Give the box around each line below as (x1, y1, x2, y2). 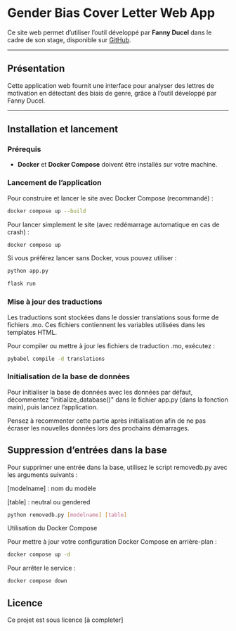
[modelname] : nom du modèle (7, 484, 96, 492)
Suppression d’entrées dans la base (7, 445, 167, 457)
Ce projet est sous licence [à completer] (7, 616, 124, 624)
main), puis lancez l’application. (7, 402, 98, 411)
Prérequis (7, 144, 41, 154)
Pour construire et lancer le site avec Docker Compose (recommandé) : (7, 193, 214, 202)
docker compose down (7, 578, 68, 585)
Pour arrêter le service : (7, 564, 76, 573)
